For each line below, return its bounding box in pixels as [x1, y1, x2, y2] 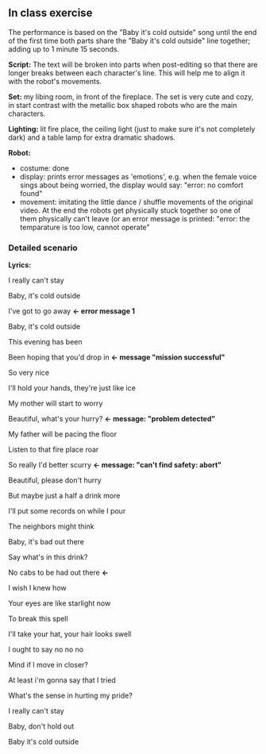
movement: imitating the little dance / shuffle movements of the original [19, 197, 253, 206]
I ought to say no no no [8, 644, 84, 654]
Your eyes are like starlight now [8, 598, 111, 608]
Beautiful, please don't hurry [8, 475, 102, 485]
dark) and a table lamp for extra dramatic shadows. [8, 133, 176, 142]
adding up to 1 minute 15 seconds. [8, 44, 120, 54]
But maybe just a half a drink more [8, 491, 121, 501]
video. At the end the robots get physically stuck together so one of [19, 206, 241, 215]
